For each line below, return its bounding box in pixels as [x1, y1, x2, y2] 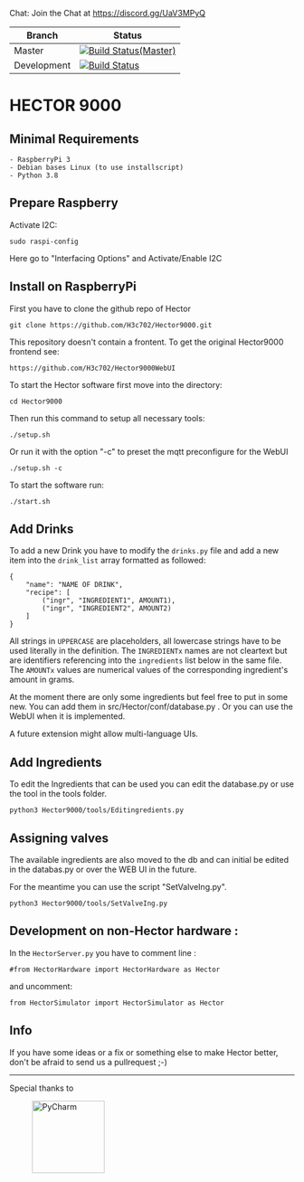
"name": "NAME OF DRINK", [25, 581, 124, 590]
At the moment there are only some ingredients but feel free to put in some [9, 692, 288, 703]
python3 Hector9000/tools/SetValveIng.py [9, 899, 168, 908]
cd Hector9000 [9, 397, 63, 406]
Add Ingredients [9, 754, 102, 770]
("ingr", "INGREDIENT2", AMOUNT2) [42, 604, 172, 613]
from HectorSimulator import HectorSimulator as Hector [9, 998, 224, 1007]
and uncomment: [9, 980, 73, 991]
